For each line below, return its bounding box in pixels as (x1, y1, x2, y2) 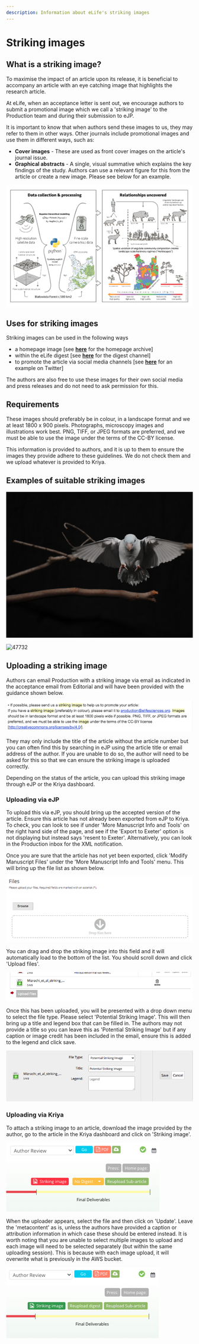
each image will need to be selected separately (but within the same (6, 1242, 173, 1250)
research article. (6, 88, 46, 95)
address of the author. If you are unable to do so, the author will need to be (6, 750, 189, 757)
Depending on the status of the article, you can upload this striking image (6, 774, 185, 781)
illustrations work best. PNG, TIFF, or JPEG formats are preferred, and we (6, 428, 185, 435)
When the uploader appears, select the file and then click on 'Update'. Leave (6, 1217, 193, 1225)
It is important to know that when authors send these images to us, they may (6, 124, 193, 131)
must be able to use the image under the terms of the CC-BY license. (6, 434, 175, 441)
